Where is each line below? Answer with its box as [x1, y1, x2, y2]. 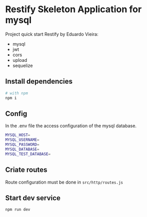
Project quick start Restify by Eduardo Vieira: [5, 31, 99, 37]
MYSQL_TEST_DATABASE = [5, 151, 51, 157]
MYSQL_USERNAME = [5, 137, 39, 142]
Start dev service [5, 194, 61, 202]
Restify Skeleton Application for [5, 4, 142, 15]
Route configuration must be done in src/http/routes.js [5, 179, 123, 185]
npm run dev [5, 207, 30, 212]
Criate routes [5, 166, 47, 174]
